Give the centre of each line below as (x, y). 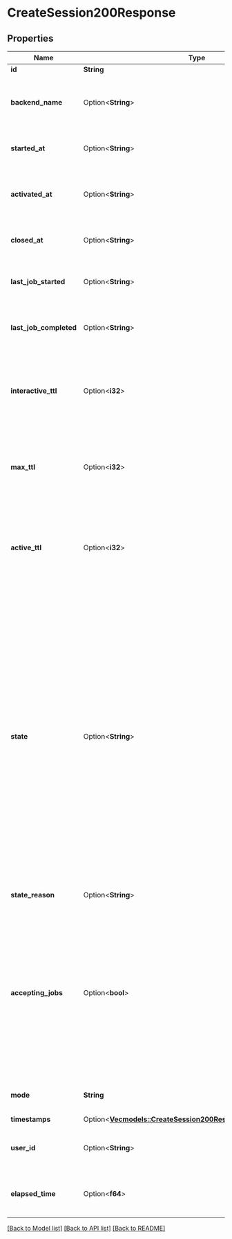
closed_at (27, 240)
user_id (23, 1148)
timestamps (31, 1119)
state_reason (33, 895)
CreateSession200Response (91, 13)
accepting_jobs (37, 993)
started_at (28, 148)
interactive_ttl (34, 391)
